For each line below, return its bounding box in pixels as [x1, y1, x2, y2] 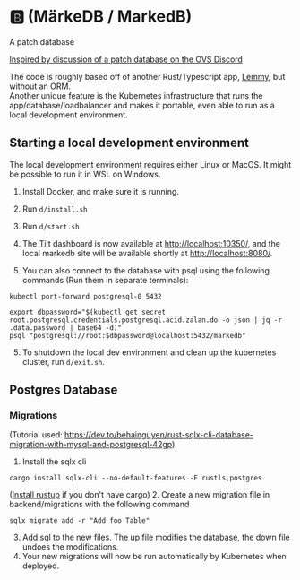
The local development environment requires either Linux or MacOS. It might [9, 159, 292, 169]
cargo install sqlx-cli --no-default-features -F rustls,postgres [9, 473, 262, 483]
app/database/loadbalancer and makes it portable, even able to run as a [9, 100, 275, 110]
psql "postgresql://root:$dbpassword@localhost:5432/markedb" [9, 331, 246, 340]
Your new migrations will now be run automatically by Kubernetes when [21, 551, 287, 562]
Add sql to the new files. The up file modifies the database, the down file [21, 532, 291, 543]
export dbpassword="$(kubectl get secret [9, 307, 167, 316]
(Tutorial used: [9, 429, 63, 440]
